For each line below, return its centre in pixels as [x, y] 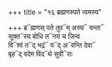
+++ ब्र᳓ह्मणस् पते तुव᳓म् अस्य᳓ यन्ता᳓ [56, 28]
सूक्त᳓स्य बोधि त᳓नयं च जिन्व [44, 36]
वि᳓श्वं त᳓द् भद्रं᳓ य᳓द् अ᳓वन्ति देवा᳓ [52, 45]
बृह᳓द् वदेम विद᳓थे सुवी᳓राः [40, 54]
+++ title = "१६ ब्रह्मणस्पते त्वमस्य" [55, 12]
